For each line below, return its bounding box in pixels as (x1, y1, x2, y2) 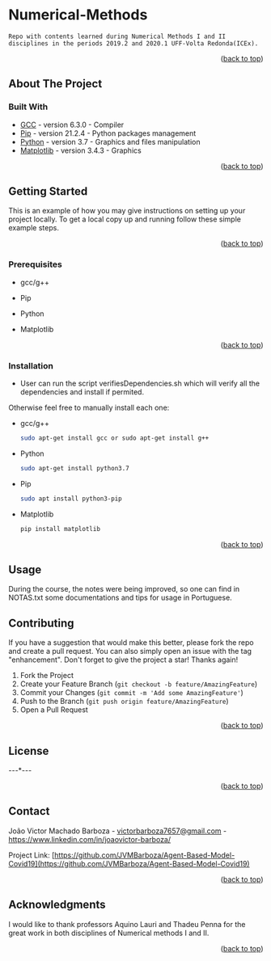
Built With (8, 101, 49, 112)
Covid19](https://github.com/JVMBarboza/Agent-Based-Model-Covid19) (8, 858, 250, 868)
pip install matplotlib (19, 525, 101, 533)
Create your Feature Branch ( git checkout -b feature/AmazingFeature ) (19, 679, 258, 689)
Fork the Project (19, 671, 74, 681)
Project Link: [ (8, 850, 55, 860)
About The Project (8, 77, 103, 91)
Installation (8, 360, 54, 371)
